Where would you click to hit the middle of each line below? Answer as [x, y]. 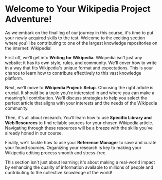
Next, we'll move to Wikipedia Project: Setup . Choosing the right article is [79, 87]
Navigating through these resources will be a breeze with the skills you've [79, 128]
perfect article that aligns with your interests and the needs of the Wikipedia [81, 103]
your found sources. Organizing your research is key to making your [73, 147]
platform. [14, 78]
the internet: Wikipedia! [28, 48]
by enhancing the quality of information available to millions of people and [79, 167]
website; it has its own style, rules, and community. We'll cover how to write [81, 63]
